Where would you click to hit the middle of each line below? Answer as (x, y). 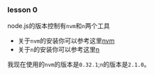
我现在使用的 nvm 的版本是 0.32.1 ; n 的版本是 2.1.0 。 (79, 64)
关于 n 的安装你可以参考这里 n (59, 50)
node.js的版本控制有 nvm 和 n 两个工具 (59, 26)
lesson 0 (22, 10)
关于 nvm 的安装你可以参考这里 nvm (66, 41)
